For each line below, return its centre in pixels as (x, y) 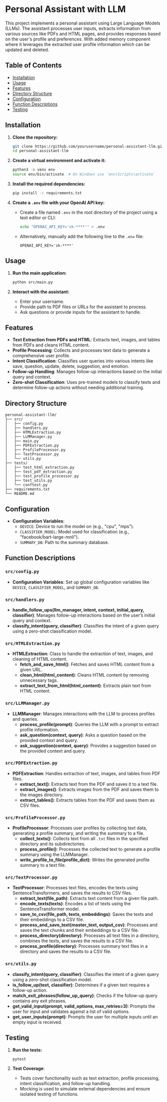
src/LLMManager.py (27, 703)
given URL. (31, 670)
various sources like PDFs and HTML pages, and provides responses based (83, 34)
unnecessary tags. (39, 680)
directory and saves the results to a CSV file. (66, 951)
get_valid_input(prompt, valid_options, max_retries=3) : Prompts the (84, 1006)
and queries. (25, 719)
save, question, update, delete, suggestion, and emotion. (71, 366)
